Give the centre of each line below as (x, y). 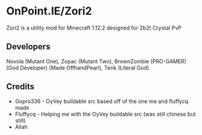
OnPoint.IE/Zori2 (49, 11)
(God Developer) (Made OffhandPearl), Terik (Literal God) (78, 67)
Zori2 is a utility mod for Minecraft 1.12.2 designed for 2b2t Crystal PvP (94, 28)
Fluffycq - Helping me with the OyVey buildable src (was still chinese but (105, 114)
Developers (28, 47)
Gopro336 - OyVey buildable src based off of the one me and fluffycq (102, 101)
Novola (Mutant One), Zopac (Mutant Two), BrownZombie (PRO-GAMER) (96, 61)
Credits (21, 86)
